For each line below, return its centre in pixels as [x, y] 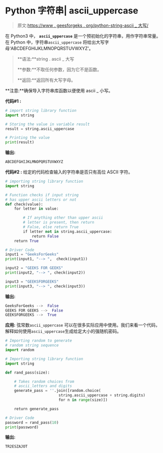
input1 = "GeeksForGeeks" [32, 254]
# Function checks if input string [42, 195]
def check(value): [24, 204]
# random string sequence [32, 345]
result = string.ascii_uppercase [40, 129]
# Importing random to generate [39, 341]
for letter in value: [36, 209]
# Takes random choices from [44, 381]
